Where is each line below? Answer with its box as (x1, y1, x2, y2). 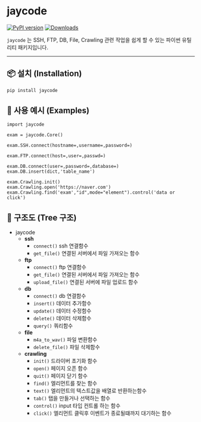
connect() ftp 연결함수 (33, 264, 87, 271)
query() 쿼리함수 (33, 322, 73, 329)
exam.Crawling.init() (7, 179, 61, 185)
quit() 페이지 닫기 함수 (33, 372, 88, 380)
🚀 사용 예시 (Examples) (7, 106, 90, 116)
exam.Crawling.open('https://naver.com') (7, 184, 112, 191)
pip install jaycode (7, 87, 58, 93)
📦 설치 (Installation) (7, 69, 82, 79)
